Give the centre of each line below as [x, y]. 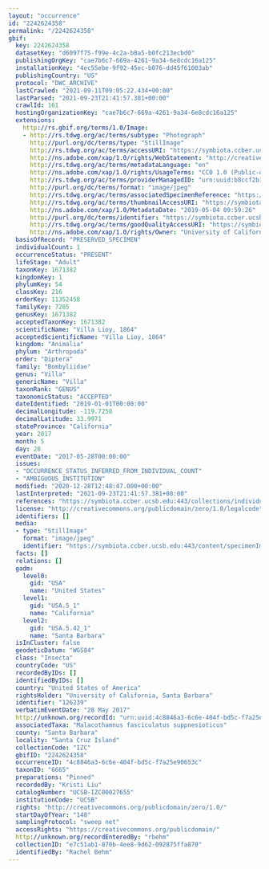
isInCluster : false [48, 643]
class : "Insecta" [44, 658]
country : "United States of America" [78, 687]
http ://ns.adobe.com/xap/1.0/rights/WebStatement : [116, 157]
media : [26, 524]
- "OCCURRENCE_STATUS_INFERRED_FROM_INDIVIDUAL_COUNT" [109, 471]
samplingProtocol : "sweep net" [68, 822]
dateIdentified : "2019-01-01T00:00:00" [82, 404]
